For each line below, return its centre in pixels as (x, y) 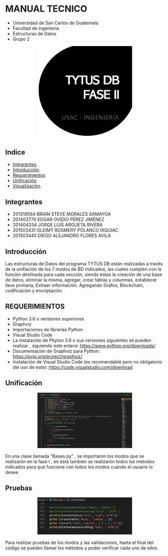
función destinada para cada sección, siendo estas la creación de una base (84, 274)
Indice (15, 152)
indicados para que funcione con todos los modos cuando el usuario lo (79, 467)
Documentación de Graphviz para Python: (56, 351)
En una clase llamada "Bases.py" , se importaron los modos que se (75, 456)
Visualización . (27, 186)
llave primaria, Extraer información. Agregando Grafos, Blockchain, (75, 285)
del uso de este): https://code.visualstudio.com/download (72, 367)
